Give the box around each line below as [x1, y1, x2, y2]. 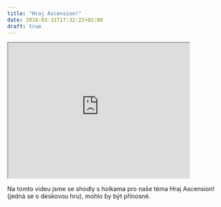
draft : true [7, 23, 41, 30]
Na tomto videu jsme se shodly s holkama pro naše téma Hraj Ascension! [7, 185, 215, 193]
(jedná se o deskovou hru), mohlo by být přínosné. [7, 192, 151, 200]
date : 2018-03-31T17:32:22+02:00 [7, 17, 104, 23]
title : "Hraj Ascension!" [7, 10, 81, 17]
